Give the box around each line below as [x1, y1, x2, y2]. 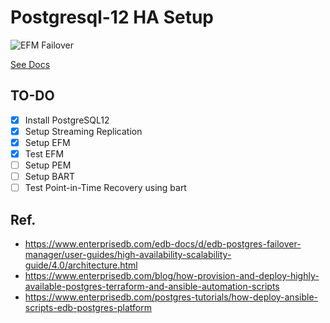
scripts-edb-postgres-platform [24, 302, 152, 313]
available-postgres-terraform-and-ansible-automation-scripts [24, 281, 280, 292]
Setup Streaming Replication [24, 125, 143, 137]
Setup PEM [24, 159, 72, 171]
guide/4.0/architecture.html [24, 259, 138, 271]
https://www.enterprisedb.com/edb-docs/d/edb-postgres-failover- [24, 238, 302, 250]
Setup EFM [24, 136, 71, 148]
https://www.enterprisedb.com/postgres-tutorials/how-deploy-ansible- [24, 291, 318, 303]
